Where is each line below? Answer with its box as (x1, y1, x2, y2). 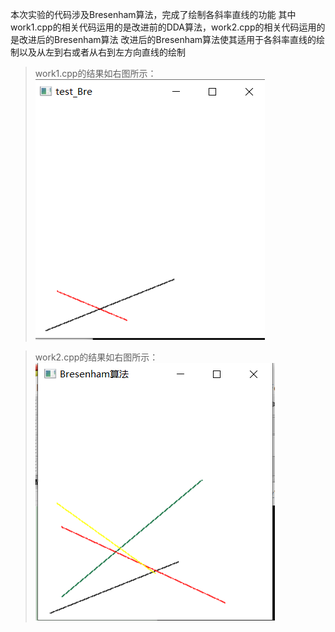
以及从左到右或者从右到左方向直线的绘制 (18, 46, 186, 58)
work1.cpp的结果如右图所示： (34, 68, 157, 79)
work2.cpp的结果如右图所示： (34, 351, 159, 363)
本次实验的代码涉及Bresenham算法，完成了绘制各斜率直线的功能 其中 (10, 9, 297, 20)
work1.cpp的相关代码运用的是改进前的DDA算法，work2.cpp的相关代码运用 (10, 21, 317, 33)
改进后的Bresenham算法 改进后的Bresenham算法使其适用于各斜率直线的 (18, 34, 317, 45)
